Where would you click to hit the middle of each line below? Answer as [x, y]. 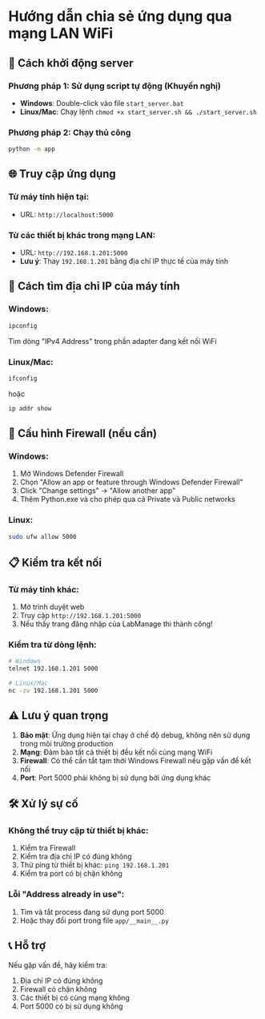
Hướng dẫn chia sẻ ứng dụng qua [120, 16]
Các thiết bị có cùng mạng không [75, 997]
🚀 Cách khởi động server [71, 63]
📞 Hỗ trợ [27, 946]
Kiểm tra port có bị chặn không [71, 874]
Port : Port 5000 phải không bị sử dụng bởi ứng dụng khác [115, 778]
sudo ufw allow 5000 [43, 536]
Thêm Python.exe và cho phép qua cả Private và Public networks [128, 499]
